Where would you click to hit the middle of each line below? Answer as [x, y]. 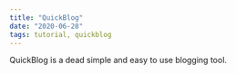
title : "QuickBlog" [46, 18]
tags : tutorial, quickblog [61, 34]
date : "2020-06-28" [46, 26]
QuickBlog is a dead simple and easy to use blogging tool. [118, 60]
